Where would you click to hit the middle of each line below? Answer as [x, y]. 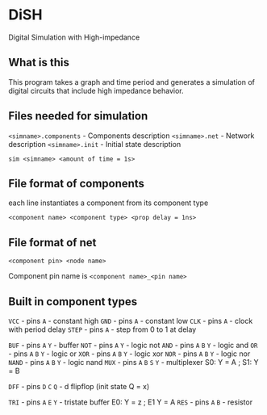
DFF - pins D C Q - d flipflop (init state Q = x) [79, 386]
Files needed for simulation [78, 116]
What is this [39, 63]
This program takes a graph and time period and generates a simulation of [132, 82]
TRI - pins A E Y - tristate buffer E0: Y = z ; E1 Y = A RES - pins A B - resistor [130, 402]
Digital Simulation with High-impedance [74, 37]
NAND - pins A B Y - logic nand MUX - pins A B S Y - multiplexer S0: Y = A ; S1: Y [133, 362]
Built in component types [73, 302]
